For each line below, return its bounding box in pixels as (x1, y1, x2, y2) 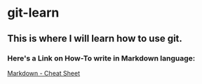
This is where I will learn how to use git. (7, 33, 182, 44)
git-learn (7, 5, 60, 21)
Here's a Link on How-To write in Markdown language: (7, 53, 196, 63)
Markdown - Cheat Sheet (7, 69, 81, 77)
